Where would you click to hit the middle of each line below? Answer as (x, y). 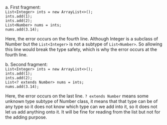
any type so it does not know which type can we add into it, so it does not (81, 106)
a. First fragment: (23, 7)
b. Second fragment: (27, 64)
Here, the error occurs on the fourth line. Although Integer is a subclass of (82, 39)
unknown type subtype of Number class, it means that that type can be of (81, 101)
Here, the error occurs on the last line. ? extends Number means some (77, 96)
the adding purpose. (26, 117)
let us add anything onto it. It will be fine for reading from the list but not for (83, 112)
